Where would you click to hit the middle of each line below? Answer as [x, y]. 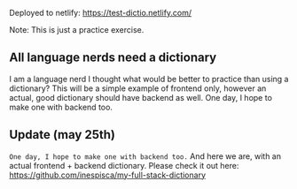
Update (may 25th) [62, 135]
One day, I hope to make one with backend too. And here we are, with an [145, 156]
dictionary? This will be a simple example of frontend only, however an [138, 88]
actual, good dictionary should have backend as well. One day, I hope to [141, 97]
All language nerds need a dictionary [113, 58]
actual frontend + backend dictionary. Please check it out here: [124, 165]
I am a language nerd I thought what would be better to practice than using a [149, 79]
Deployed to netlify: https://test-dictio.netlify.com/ [101, 13]
